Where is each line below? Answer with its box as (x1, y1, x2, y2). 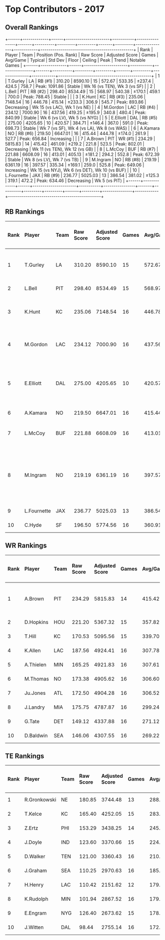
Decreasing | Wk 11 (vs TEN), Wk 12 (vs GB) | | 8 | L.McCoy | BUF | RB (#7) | (5, 146, 159, 152)
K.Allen (24, 647, 41, 654)
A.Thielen (24, 661, 47, 668)
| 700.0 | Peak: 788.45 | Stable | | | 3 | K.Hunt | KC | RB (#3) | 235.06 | (5, 94, 146, 100)
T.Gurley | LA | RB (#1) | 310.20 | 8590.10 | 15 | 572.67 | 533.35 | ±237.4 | (7, 78, 154, 84)
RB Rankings (5, 208, 45, 216)
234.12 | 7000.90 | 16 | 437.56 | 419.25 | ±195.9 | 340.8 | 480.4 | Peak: (5, 109, 146, 115)
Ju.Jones (24, 689, 46, 696)
